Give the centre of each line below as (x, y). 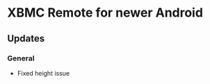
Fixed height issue (43, 73)
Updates (26, 39)
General (21, 58)
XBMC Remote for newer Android (105, 13)
